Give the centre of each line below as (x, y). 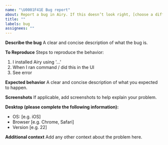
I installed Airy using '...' (37, 62)
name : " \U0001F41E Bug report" (38, 10)
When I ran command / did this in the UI (53, 67)
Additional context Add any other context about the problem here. (74, 137)
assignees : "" (20, 28)
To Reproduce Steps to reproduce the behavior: (54, 52)
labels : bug (17, 24)
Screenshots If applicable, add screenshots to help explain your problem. (81, 97)
